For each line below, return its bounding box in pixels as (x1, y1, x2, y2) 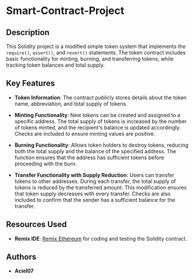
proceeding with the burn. (14, 160, 77, 167)
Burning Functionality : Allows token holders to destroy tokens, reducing (14, 142, 189, 149)
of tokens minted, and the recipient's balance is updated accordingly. (14, 124, 181, 131)
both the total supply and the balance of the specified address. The (14, 147, 177, 154)
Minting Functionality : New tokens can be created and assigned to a (14, 111, 181, 118)
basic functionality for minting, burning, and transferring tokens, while (6, 56, 174, 62)
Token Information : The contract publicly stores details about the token (14, 94, 187, 101)
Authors (6, 252, 37, 262)
